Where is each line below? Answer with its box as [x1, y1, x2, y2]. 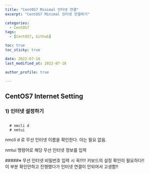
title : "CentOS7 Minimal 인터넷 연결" [5, 7, 79, 12]
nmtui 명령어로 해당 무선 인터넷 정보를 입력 [5, 147, 87, 153]
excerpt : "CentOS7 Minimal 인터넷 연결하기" [5, 12, 90, 17]
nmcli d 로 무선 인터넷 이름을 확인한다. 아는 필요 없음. [5, 137, 107, 143]
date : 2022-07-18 [5, 56, 41, 61]
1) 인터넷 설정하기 [5, 108, 44, 114]
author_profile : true [5, 69, 49, 75]
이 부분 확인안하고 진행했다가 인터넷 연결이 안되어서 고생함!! [5, 164, 119, 170]
